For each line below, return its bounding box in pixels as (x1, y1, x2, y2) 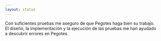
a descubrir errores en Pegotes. (5, 30, 69, 36)
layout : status (5, 7, 36, 12)
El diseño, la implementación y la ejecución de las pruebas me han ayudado (5, 25, 157, 31)
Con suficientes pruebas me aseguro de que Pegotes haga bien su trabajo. (5, 20, 155, 26)
